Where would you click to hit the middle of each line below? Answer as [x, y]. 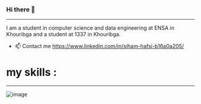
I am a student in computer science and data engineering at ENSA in [90, 28]
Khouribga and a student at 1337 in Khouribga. [63, 34]
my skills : [31, 72]
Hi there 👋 [21, 10]
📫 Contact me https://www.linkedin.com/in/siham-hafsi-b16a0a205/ [99, 46]
